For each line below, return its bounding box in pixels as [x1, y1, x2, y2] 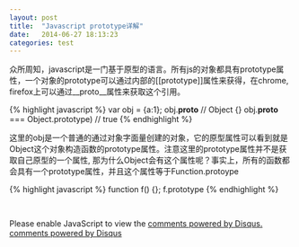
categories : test [9, 38, 75, 48]
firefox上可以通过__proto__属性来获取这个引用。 [9, 86, 186, 97]
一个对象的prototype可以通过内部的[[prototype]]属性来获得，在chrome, [24, 75, 289, 86]
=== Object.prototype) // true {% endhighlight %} [9, 114, 193, 125]
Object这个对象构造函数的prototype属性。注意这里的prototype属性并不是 [9, 144, 280, 154]
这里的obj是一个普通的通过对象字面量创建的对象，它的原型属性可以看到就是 [9, 132, 289, 144]
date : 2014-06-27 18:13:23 [9, 30, 119, 39]
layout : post [9, 13, 58, 22]
